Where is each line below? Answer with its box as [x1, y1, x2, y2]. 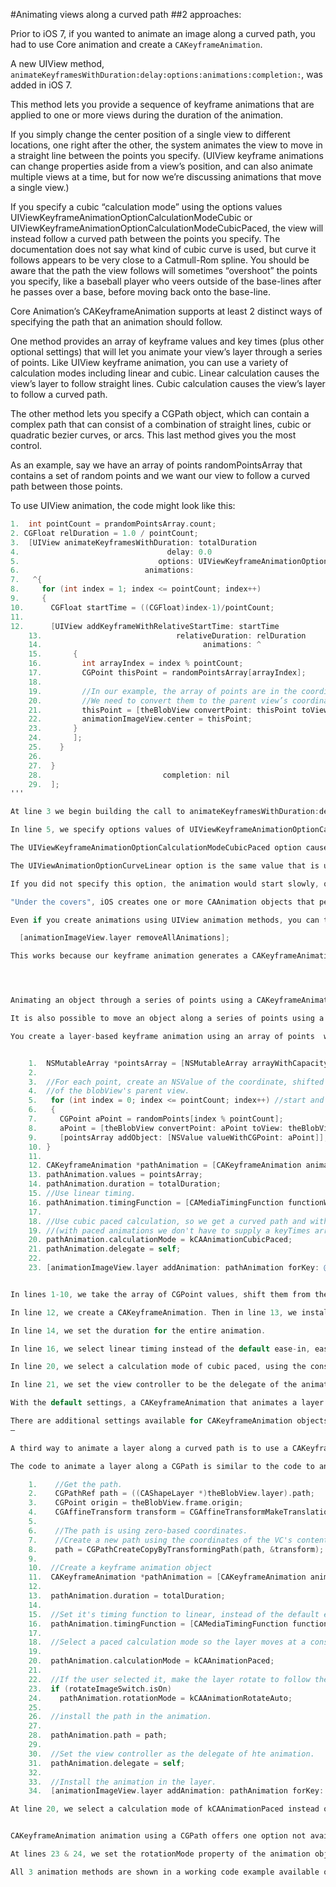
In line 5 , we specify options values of [10, 825, 186, 835]
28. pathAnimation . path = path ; [28, 1730, 168, 1741]
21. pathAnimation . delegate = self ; [28, 1244, 182, 1254]
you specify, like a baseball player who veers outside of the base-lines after [10, 275, 322, 287]
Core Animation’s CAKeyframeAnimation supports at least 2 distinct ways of [10, 305, 323, 317]
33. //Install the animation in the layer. [28, 1777, 217, 1787]
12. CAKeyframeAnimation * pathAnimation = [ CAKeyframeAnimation [28, 1160, 302, 1171]
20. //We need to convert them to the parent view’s [28, 695, 288, 706]
